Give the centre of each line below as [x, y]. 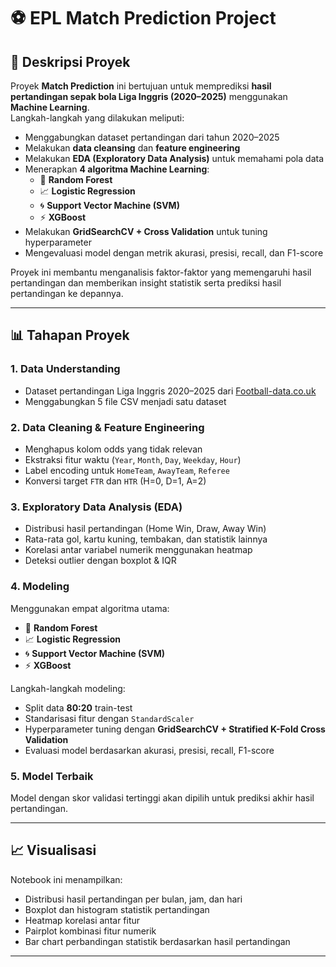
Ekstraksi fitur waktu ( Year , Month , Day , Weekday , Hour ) [133, 459]
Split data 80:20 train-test [78, 707]
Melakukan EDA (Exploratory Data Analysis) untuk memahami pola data [174, 158]
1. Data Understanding [65, 369]
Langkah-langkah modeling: [68, 688]
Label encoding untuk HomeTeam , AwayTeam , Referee [127, 470]
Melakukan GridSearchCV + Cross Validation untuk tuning [146, 231]
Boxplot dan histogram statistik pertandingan [117, 909]
